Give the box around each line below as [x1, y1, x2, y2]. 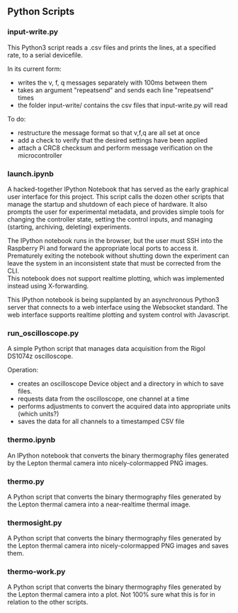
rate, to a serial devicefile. [7, 50, 83, 59]
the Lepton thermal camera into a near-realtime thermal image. [7, 500, 191, 509]
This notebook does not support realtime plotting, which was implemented [7, 273, 225, 283]
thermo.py [7, 476, 45, 486]
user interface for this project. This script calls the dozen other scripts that [7, 192, 225, 201]
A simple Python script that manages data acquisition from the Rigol [7, 345, 205, 353]
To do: [7, 114, 26, 123]
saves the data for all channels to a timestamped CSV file [17, 417, 185, 425]
